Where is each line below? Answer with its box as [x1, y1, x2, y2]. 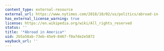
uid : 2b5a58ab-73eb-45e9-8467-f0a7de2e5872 [5, 34, 95, 39]
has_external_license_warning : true [5, 16, 80, 21]
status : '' [5, 25, 27, 30]
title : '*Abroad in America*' [5, 30, 67, 34]
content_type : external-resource [5, 7, 73, 12]
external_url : [5, 12, 34, 17]
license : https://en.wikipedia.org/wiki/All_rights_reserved [5, 20, 132, 26]
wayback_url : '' [5, 39, 38, 44]
